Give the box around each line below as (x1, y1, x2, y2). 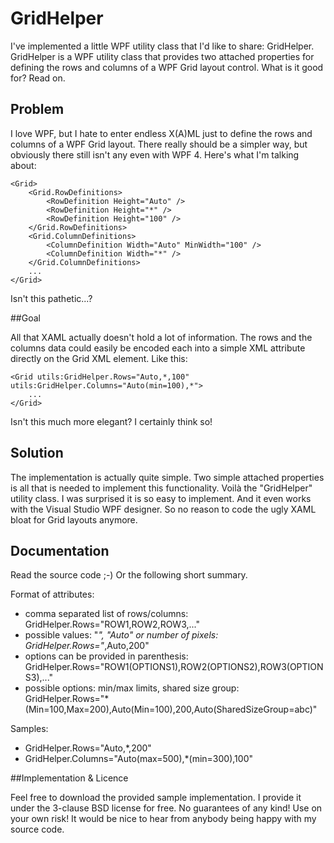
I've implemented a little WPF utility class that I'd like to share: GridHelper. (10, 40, 315, 52)
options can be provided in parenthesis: (24, 650, 189, 662)
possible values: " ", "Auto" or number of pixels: (24, 629, 219, 641)
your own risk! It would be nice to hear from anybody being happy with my (10, 813, 317, 825)
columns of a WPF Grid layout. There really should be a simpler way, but (10, 138, 308, 150)
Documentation (10, 542, 110, 559)
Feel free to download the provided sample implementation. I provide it (10, 792, 302, 804)
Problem (10, 101, 65, 118)
